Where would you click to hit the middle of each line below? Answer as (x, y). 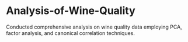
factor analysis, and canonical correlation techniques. (71, 33)
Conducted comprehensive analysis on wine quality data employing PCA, (94, 27)
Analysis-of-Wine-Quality (71, 11)
